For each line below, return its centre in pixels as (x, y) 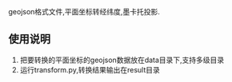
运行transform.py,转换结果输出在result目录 (90, 69)
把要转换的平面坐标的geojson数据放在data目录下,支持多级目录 (122, 60)
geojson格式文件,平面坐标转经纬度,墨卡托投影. (84, 12)
